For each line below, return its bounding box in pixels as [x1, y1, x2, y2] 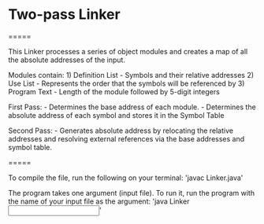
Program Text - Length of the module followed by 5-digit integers [8, 86, 221, 96]
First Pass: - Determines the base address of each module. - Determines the [8, 102, 256, 112]
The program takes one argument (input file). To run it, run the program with [8, 188, 255, 197]
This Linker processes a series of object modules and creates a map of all [8, 46, 248, 56]
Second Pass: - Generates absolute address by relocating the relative [8, 126, 234, 135]
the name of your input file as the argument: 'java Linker [8, 196, 190, 206]
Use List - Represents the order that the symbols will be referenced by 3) [8, 79, 245, 88]
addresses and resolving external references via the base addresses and [8, 134, 245, 143]
